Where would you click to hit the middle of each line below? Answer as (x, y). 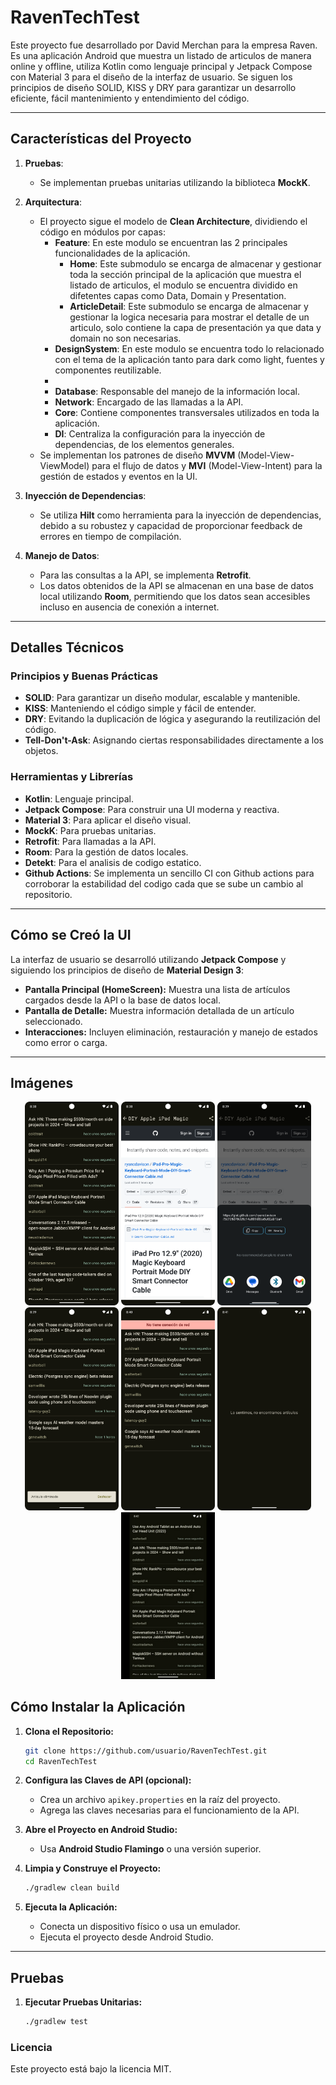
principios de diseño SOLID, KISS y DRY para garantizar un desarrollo (153, 87)
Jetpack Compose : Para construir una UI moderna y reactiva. (152, 809)
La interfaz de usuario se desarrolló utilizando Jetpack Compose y (148, 959)
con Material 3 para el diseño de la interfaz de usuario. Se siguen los (151, 77)
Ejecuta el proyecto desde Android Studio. (126, 1937)
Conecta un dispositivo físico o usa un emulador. (140, 1927)
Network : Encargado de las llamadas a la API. (149, 402)
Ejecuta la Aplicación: (71, 1907)
